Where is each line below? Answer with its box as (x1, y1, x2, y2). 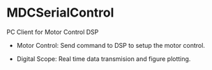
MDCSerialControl (6, 5, 114, 21)
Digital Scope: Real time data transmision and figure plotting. (16, 54, 191, 63)
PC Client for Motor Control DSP (6, 28, 99, 36)
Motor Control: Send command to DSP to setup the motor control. (16, 41, 205, 49)
